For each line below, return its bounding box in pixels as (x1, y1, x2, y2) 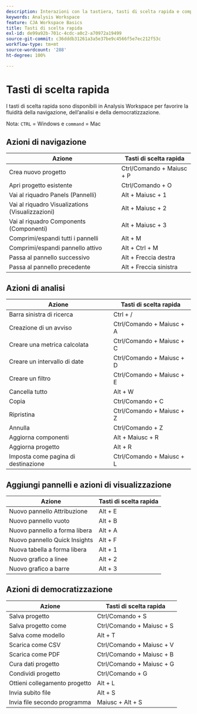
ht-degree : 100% (6, 52, 46, 58)
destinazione (9, 460, 45, 468)
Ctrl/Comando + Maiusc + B (97, 650, 174, 658)
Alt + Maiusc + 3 (121, 221, 167, 230)
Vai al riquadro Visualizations (9, 201, 89, 209)
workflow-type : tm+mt (6, 42, 59, 48)
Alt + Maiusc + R (113, 433, 159, 441)
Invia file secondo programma (9, 698, 91, 706)
